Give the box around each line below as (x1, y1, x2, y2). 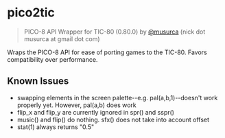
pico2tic (7, 5, 55, 21)
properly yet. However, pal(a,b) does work (16, 101, 137, 109)
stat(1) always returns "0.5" (16, 122, 95, 131)
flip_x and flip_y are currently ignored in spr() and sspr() (16, 108, 175, 116)
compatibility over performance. (7, 55, 98, 63)
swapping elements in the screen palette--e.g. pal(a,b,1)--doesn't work (16, 93, 218, 102)
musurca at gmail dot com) (23, 34, 101, 43)
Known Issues (7, 76, 69, 87)
